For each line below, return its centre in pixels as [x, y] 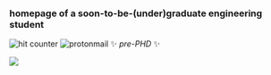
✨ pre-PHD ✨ [135, 44]
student [27, 24]
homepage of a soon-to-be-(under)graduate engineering [136, 13]
